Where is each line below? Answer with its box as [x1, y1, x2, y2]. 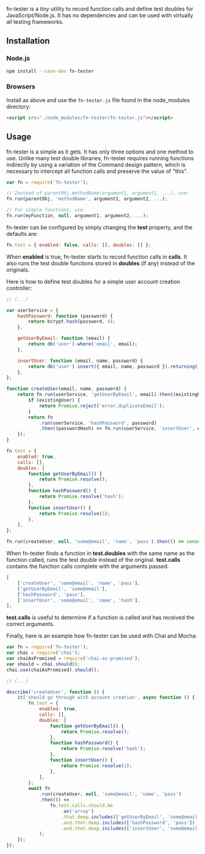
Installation [6, 36, 50, 46]
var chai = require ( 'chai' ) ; [6, 650, 81, 656]
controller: [6, 284, 32, 292]
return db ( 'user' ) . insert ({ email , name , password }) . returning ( [28, 363, 198, 369]
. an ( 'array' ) [60, 808, 95, 814]
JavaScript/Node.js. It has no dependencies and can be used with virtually [6, 12, 193, 19]
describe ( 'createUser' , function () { [6, 689, 105, 695]
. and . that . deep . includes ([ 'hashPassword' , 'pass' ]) [60, 819, 195, 826]
